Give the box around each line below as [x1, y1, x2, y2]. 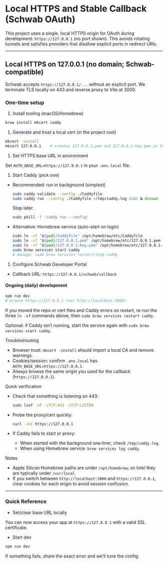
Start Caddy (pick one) [12, 172, 59, 178]
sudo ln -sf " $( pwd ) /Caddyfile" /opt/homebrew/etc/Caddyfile [12, 233, 143, 238]
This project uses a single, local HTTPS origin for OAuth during [5, 30, 134, 36]
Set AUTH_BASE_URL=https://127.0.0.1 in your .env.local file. [5, 162, 131, 168]
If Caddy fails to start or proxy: [12, 430, 76, 436]
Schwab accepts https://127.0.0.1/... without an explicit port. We [5, 81, 145, 87]
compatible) [5, 68, 44, 77]
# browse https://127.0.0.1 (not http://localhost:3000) [5, 298, 126, 303]
